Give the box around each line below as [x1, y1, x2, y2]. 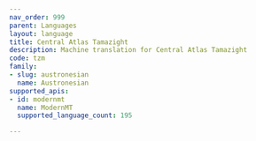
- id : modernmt [9, 94, 66, 104]
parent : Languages [9, 21, 77, 30]
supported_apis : [9, 86, 69, 95]
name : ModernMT [17, 103, 74, 112]
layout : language [9, 29, 74, 38]
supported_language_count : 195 [17, 111, 133, 120]
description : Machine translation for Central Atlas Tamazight [9, 46, 248, 55]
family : [9, 63, 38, 71]
